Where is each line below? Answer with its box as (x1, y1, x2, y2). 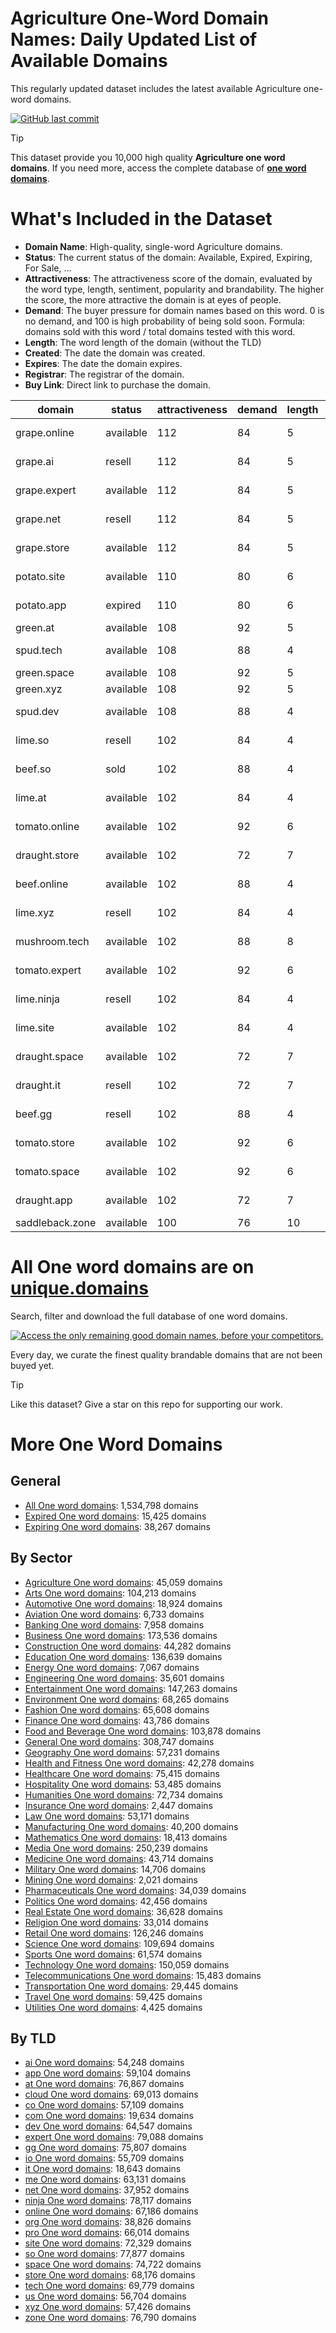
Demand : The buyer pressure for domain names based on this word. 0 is (24, 304, 325, 316)
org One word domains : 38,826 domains (24, 2216, 192, 2228)
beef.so (15, 762, 52, 776)
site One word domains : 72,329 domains (24, 2237, 192, 2249)
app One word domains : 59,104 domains (24, 2067, 192, 2079)
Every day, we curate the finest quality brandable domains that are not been (10, 1348, 323, 1361)
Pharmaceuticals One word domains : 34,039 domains (24, 1884, 247, 1896)
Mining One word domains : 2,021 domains (24, 1873, 199, 1886)
